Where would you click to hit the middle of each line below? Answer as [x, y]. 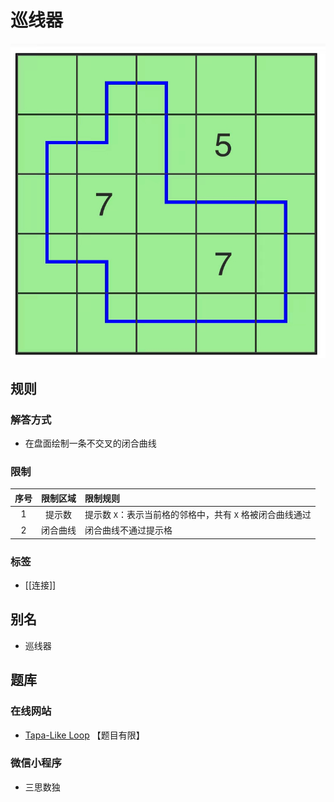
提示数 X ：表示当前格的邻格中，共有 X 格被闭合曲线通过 [198, 514]
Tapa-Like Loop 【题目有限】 [84, 735]
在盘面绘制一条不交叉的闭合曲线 [90, 443]
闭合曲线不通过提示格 [128, 530]
